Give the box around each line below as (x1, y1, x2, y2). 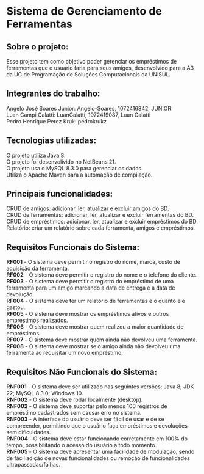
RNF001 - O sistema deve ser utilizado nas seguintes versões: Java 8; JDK (6, 383, 194, 390)
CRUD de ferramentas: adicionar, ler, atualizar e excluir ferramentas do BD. (6, 211, 194, 219)
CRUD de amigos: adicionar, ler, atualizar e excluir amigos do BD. (6, 205, 169, 212)
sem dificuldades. (6, 429, 51, 436)
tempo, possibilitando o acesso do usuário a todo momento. (6, 442, 157, 449)
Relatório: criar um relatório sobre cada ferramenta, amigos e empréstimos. (6, 224, 195, 232)
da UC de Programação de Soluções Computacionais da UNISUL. (6, 71, 171, 78)
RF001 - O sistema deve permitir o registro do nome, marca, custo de (6, 258, 181, 266)
